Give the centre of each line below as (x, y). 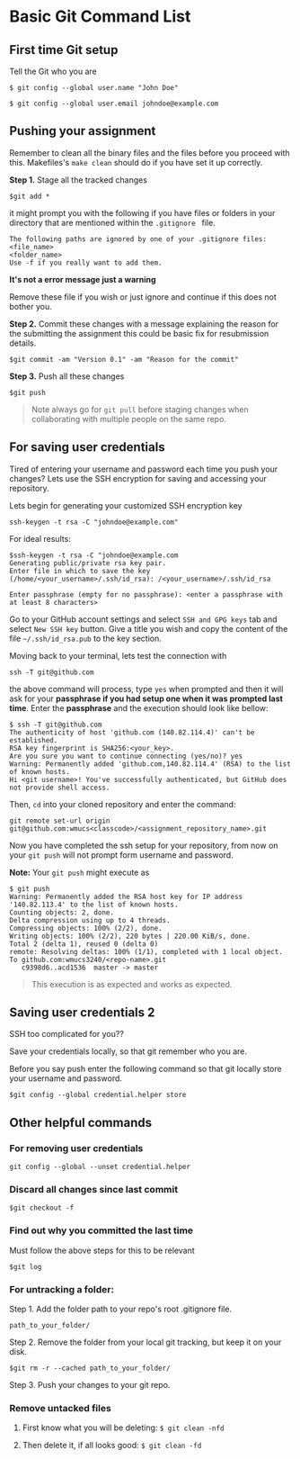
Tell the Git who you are (53, 71)
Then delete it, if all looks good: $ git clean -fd (112, 1445)
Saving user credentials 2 (82, 1013)
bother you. (31, 306)
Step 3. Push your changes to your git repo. (90, 1385)
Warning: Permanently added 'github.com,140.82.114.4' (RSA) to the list (150, 764)
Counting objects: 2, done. (62, 912)
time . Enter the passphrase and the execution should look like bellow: (139, 707)
